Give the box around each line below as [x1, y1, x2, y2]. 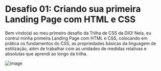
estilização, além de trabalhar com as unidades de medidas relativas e [5, 46, 147, 51]
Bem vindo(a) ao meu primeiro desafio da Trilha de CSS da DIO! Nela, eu [5, 30, 152, 36]
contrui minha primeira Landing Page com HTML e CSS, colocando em [5, 35, 148, 41]
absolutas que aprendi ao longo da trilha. [5, 50, 88, 57]
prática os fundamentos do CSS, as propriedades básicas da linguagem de [5, 40, 157, 46]
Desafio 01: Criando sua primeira [5, 3, 141, 15]
